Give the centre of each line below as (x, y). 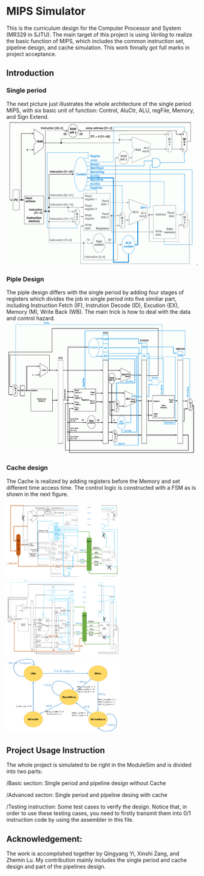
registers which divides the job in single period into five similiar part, (92, 299)
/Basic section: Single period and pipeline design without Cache (86, 783)
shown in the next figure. (37, 494)
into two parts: (24, 771)
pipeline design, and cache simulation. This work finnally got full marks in (98, 48)
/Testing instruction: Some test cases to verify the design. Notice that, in (97, 807)
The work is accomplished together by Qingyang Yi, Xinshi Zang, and (93, 853)
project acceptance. (31, 54)
